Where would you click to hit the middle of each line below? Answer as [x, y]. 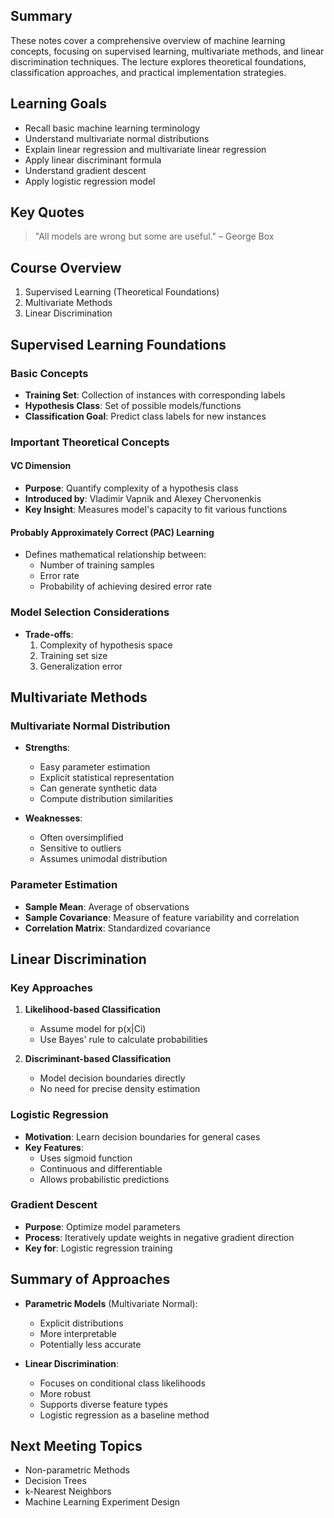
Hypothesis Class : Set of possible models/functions [133, 405]
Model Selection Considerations [90, 612]
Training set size [73, 655]
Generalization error [81, 666]
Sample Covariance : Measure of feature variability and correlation [162, 917]
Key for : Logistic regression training [98, 1248]
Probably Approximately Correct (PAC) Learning [112, 532]
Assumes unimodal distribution [103, 859]
